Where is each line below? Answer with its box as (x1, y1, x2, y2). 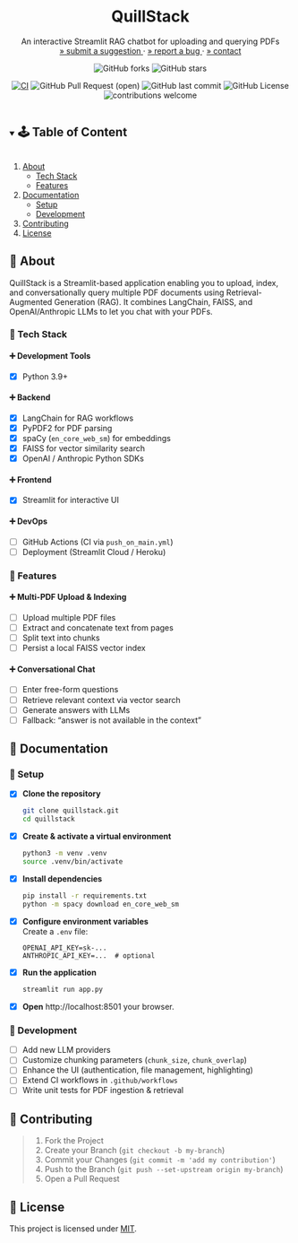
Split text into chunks (21, 632, 100, 643)
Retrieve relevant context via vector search (21, 694, 181, 705)
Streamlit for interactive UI (21, 495, 119, 506)
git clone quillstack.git (21, 806, 119, 815)
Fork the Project (44, 1135, 105, 1146)
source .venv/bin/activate (21, 857, 123, 866)
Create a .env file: (21, 926, 89, 936)
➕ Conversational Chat (9, 664, 96, 674)
